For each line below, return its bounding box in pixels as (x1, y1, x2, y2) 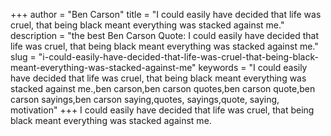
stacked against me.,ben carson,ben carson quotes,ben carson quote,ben (10, 83, 316, 94)
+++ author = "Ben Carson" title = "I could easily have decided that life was (10, 9, 322, 20)
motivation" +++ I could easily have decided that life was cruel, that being (10, 104, 315, 116)
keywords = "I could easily (198, 62, 308, 73)
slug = (10, 51, 37, 63)
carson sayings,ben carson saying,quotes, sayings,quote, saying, (10, 94, 280, 105)
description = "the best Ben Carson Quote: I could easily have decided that (10, 30, 319, 41)
